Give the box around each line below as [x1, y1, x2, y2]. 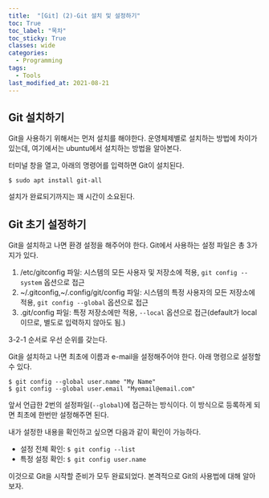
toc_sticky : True [8, 34, 67, 43]
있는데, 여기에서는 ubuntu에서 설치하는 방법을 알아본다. [8, 144, 182, 153]
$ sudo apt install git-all [8, 177, 103, 185]
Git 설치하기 [8, 110, 65, 124]
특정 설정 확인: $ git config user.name [19, 455, 147, 464]
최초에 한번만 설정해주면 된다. [16, 410, 110, 420]
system [19, 279, 43, 288]
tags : [8, 64, 26, 72]
